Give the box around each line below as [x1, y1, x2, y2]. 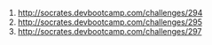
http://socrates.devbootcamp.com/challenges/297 [17, 26, 202, 36]
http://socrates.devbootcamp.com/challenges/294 [17, 8, 203, 18]
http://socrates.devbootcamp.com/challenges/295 [17, 17, 202, 27]
